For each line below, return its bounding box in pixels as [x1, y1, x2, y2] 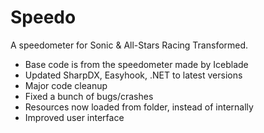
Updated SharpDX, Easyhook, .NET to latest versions [24, 69, 243, 81]
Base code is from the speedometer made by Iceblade [24, 58, 249, 70]
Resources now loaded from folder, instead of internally [24, 101, 254, 113]
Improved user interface [24, 111, 125, 123]
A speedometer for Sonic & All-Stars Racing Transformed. [10, 39, 249, 51]
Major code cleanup [24, 79, 108, 91]
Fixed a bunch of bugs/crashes [24, 90, 154, 102]
